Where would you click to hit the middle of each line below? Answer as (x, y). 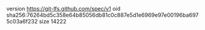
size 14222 (52, 21)
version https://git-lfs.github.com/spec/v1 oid (64, 9)
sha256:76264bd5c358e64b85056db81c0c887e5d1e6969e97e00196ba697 (102, 15)
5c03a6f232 (22, 21)
